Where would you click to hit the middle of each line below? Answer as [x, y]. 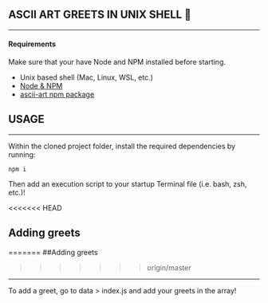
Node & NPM [41, 86]
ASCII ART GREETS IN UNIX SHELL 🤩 [100, 15]
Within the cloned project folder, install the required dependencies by [122, 146]
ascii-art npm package [57, 94]
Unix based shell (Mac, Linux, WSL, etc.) [87, 77]
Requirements [32, 44]
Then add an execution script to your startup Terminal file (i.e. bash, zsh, [128, 183]
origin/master [169, 267]
